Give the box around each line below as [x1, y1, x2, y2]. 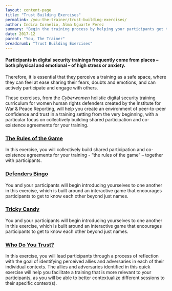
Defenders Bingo [5, 170, 49, 177]
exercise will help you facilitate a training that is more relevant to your [5, 269, 152, 276]
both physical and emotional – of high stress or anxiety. [5, 62, 126, 68]
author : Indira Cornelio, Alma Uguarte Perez [5, 22, 104, 27]
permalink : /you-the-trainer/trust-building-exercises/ [5, 17, 127, 22]
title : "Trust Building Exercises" [5, 12, 81, 17]
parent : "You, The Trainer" [5, 37, 66, 42]
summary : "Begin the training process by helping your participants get [5, 27, 164, 32]
